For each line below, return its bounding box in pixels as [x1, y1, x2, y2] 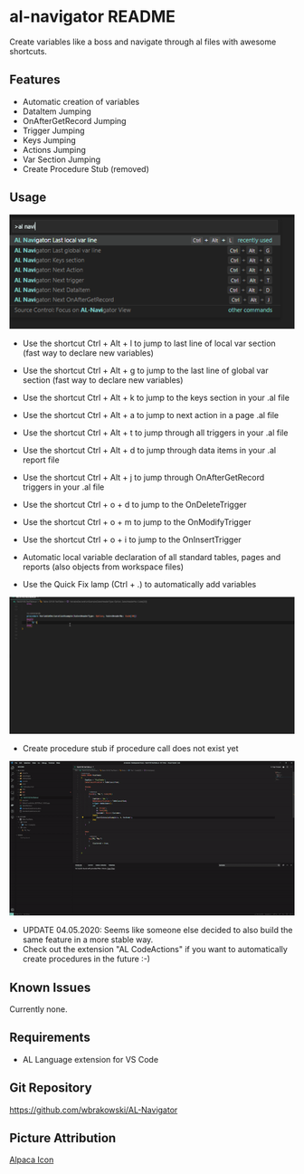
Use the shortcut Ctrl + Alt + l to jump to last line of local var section [22, 338, 276, 348]
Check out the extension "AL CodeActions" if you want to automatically [22, 944, 288, 955]
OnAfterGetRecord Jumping [22, 115, 127, 126]
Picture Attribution [9, 1130, 117, 1146]
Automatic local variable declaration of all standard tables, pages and [22, 551, 281, 562]
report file [22, 454, 61, 465]
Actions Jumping [22, 144, 86, 155]
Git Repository [9, 1080, 92, 1096]
